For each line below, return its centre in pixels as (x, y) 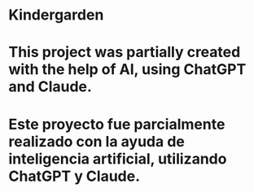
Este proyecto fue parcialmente (117, 124)
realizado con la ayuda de (96, 141)
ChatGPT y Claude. (74, 176)
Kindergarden (56, 15)
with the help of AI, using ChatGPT (127, 70)
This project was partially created (125, 53)
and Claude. (50, 87)
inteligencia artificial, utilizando (118, 158)
